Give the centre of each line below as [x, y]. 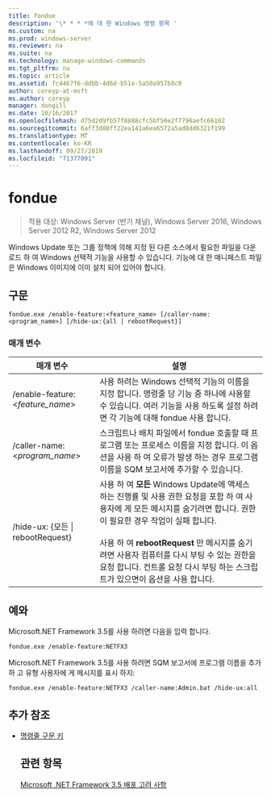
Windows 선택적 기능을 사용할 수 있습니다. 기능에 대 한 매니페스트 [144, 257]
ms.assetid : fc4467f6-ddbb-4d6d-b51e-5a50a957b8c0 [95, 83]
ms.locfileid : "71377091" [52, 158]
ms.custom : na [32, 31]
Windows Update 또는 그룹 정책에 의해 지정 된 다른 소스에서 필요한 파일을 [125, 248]
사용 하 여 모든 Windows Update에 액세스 [175, 485]
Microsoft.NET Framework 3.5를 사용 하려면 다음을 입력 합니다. [110, 632]
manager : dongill [38, 106]
